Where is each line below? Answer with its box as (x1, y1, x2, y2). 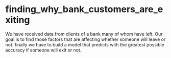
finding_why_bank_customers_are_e (5, 4, 163, 15)
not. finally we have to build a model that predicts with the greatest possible (5, 41, 164, 47)
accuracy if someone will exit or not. (5, 47, 82, 53)
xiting (5, 14, 30, 26)
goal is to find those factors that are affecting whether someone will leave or (5, 36, 166, 42)
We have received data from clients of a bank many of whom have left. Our (5, 31, 163, 37)
